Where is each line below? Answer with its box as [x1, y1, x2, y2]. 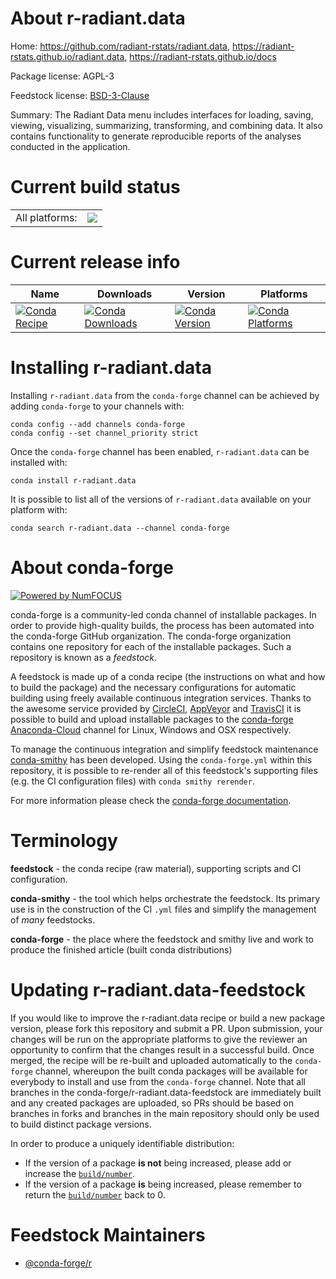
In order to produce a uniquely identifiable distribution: [10, 1137, 235, 1149]
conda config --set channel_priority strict [10, 428, 199, 438]
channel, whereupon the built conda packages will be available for [34, 1065, 308, 1077]
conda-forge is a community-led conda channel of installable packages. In [10, 608, 317, 621]
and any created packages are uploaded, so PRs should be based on [10, 1097, 294, 1109]
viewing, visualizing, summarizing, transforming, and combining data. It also [10, 119, 323, 131]
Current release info [10, 251, 181, 274]
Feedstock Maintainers [10, 1223, 206, 1246]
